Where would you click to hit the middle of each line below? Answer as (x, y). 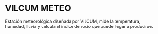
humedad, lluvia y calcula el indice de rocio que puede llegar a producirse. (79, 26)
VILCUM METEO (38, 8)
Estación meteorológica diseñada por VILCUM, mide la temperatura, (73, 21)
